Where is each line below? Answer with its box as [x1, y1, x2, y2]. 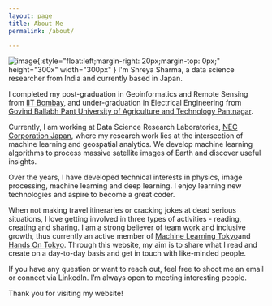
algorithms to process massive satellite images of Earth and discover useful [8, 148, 261, 158]
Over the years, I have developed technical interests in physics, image [8, 172, 243, 183]
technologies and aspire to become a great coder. [8, 190, 175, 200]
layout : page [8, 11, 53, 20]
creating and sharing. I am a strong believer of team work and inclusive [8, 222, 246, 232]
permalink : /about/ [8, 27, 75, 35]
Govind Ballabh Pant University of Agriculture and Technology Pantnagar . [8, 106, 254, 116]
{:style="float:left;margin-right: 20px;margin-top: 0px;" [37, 56, 221, 66]
